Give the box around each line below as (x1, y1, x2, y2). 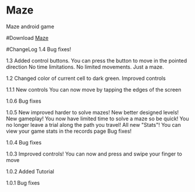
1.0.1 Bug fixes (6, 179, 40, 186)
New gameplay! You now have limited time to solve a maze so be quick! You (6, 115, 189, 122)
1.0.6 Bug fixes (6, 97, 42, 105)
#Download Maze (6, 34, 49, 41)
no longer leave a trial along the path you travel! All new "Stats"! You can (6, 121, 182, 128)
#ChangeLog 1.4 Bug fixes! (6, 45, 71, 53)
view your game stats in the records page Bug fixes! (6, 127, 132, 134)
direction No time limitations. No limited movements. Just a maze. (6, 63, 164, 70)
